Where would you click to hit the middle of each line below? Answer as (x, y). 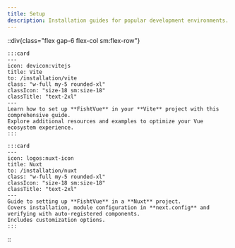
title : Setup (26, 14)
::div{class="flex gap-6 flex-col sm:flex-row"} (74, 40)
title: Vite (25, 72)
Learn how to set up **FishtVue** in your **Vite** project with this (113, 109)
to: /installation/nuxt (42, 170)
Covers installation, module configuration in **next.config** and (109, 207)
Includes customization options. (56, 220)
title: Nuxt (25, 164)
